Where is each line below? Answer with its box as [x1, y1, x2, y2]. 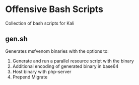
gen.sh [5, 35, 28, 43]
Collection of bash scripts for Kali [5, 20, 75, 26]
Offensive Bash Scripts [5, 4, 103, 15]
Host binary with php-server [12, 68, 72, 74]
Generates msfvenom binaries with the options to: [5, 48, 109, 54]
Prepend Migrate [12, 74, 48, 80]
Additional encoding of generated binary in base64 [12, 63, 119, 69]
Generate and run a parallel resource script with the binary [12, 58, 134, 64]
